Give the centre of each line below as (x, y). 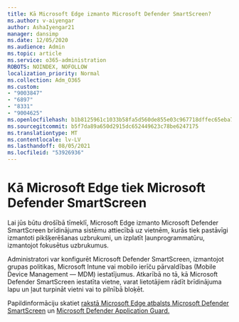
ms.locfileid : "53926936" (46, 153)
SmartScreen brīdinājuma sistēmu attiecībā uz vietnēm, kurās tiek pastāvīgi (118, 230)
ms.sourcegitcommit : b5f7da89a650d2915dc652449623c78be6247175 (103, 126)
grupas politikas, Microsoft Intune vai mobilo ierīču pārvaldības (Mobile (112, 267)
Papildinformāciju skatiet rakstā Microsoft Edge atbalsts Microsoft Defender (118, 303)
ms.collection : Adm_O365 (44, 80)
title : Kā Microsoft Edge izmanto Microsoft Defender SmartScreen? (110, 14)
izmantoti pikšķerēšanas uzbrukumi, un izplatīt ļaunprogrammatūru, (106, 237)
